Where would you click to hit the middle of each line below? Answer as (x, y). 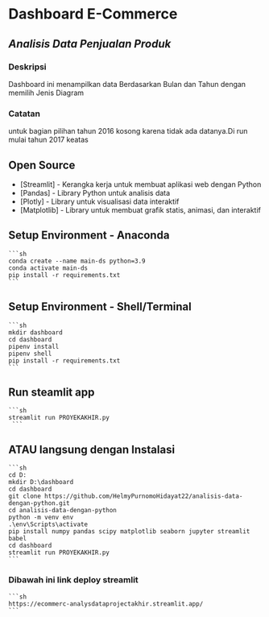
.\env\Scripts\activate (48, 524)
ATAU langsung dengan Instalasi (92, 449)
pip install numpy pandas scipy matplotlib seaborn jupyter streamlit (129, 532)
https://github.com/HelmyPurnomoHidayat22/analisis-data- (143, 496)
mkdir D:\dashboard (41, 482)
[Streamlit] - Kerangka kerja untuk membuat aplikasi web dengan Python (141, 184)
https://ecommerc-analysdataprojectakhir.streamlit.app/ (106, 604)
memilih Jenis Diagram (46, 93)
